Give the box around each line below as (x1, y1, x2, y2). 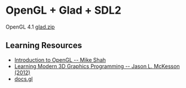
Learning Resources (5, 40, 82, 51)
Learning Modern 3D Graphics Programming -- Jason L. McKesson (14, 62, 180, 70)
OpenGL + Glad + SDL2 (5, 4, 122, 17)
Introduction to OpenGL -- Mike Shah (14, 56, 106, 63)
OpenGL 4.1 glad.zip (5, 23, 55, 30)
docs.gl (14, 75, 33, 82)
